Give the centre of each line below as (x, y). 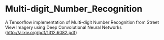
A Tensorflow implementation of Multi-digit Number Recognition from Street (82, 22)
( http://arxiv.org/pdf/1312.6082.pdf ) (41, 32)
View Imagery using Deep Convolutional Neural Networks (64, 27)
